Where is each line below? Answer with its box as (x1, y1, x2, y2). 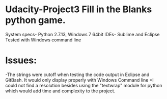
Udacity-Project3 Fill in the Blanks (5, 4, 152, 15)
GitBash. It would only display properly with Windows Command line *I (5, 77, 154, 83)
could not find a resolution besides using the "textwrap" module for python (5, 82, 162, 88)
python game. (5, 14, 66, 26)
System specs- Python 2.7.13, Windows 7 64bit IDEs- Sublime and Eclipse (5, 31, 160, 37)
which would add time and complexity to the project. (5, 88, 116, 94)
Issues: (5, 55, 37, 66)
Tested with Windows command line (5, 37, 81, 43)
